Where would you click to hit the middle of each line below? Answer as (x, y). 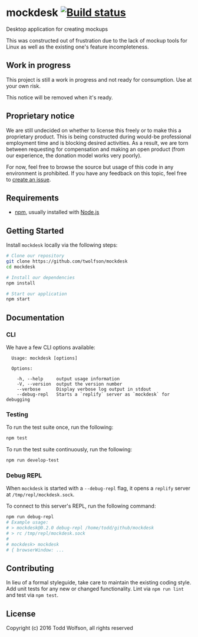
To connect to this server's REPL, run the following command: (81, 506)
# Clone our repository (35, 256)
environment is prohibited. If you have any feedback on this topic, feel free (97, 173)
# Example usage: (27, 523)
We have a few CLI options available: (51, 347)
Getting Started (35, 231)
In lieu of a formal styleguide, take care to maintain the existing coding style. (99, 583)
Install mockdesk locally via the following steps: (62, 245)
